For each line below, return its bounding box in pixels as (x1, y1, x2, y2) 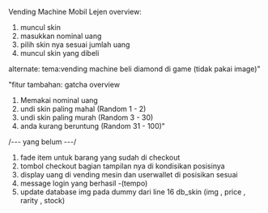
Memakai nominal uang (19, 96, 99, 104)
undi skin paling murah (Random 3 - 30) (19, 113, 154, 122)
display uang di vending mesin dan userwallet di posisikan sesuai (19, 170, 238, 179)
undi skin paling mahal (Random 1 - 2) (19, 104, 147, 113)
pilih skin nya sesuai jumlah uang (19, 40, 130, 49)
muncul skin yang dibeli (19, 49, 100, 58)
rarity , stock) (19, 196, 66, 205)
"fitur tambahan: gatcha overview (8, 80, 120, 89)
